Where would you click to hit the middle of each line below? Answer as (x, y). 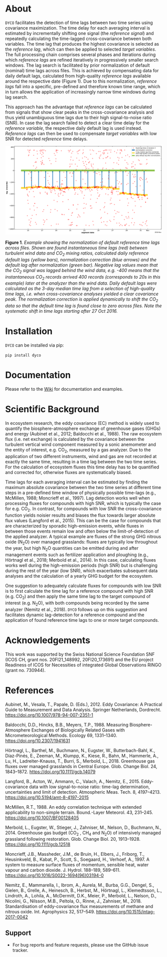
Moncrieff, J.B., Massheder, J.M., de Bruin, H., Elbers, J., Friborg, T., (75, 854)
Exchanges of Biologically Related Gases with (78, 730)
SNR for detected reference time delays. (47, 139)
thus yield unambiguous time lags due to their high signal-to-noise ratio (79, 117)
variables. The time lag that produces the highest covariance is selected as (82, 44)
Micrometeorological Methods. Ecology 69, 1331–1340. (61, 735)
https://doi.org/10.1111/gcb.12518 (38, 844)
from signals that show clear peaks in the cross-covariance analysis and (80, 112)
